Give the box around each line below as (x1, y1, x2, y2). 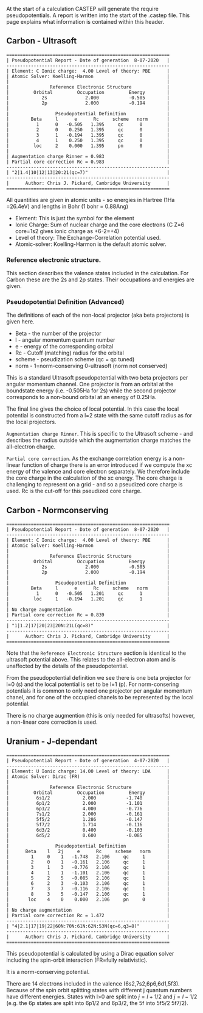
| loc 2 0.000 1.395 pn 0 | (6, 143, 170, 149)
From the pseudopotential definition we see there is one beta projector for (6, 674, 191, 682)
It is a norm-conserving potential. (6, 968, 90, 976)
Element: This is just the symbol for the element (15, 214, 135, 222)
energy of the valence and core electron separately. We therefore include (6, 468, 190, 475)
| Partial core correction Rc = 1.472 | (6, 912, 170, 919)
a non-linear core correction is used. (6, 718, 98, 726)
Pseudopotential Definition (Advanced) (6, 298, 125, 306)
